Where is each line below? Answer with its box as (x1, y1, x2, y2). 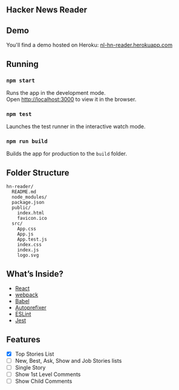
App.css (17, 226, 36, 232)
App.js (17, 231, 34, 237)
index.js (17, 247, 39, 253)
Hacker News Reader (6, 5, 88, 15)
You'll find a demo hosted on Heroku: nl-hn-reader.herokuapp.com (6, 42, 173, 49)
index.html (17, 210, 45, 216)
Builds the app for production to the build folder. (6, 150, 128, 158)
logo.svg (17, 252, 39, 258)
